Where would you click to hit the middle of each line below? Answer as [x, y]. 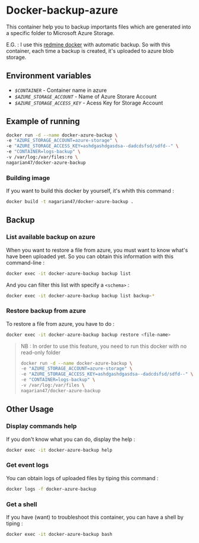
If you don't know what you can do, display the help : [71, 439]
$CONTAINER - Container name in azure [61, 90]
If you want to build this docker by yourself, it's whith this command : [90, 191]
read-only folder [41, 352]
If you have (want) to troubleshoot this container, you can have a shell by [95, 517]
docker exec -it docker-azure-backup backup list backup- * [81, 296]
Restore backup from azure [46, 311]
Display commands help [41, 426]
